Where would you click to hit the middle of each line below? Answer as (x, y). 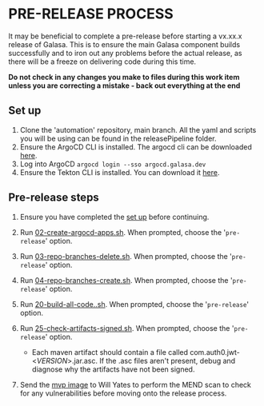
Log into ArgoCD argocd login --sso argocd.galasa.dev (113, 164)
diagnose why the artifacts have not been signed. (113, 369)
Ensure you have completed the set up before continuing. (114, 217)
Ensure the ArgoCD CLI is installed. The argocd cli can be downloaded (136, 147)
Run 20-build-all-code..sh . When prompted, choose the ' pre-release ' (134, 304)
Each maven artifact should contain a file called (110, 352)
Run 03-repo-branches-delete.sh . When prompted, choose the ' (126, 256)
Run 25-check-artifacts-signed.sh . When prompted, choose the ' (127, 328)
